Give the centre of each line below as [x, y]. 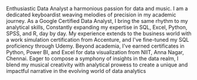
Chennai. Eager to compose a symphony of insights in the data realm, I [92, 59]
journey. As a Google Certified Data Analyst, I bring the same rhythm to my [97, 21]
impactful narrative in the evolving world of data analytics [76, 71]
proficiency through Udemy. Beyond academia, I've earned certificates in [95, 46]
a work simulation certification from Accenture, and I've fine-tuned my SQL [98, 40]
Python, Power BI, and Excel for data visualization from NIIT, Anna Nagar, [95, 52]
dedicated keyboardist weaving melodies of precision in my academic [91, 15]
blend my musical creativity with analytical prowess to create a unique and [97, 65]
